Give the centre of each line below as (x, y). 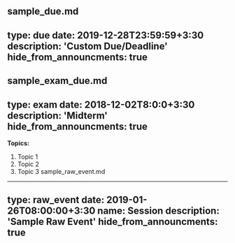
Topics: (19, 143)
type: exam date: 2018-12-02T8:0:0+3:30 (101, 104)
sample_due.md (43, 12)
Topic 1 (28, 156)
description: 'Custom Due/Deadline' (87, 46)
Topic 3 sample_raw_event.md (61, 171)
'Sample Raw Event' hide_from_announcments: (113, 222)
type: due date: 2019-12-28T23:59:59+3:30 (106, 35)
